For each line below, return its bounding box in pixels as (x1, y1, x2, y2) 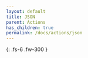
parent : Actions (6, 19, 46, 25)
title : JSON (6, 14, 35, 20)
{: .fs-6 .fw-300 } (6, 46, 48, 53)
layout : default (6, 8, 46, 14)
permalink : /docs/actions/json (6, 30, 83, 36)
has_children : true (6, 24, 54, 31)
